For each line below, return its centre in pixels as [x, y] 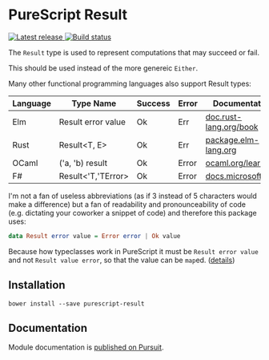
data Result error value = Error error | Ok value [94, 236]
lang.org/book [232, 127]
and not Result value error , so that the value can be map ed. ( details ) [122, 260]
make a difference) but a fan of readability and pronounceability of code [127, 204]
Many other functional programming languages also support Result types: [130, 83]
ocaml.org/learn [235, 163]
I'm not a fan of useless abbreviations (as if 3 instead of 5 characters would [133, 196]
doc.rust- [224, 116]
